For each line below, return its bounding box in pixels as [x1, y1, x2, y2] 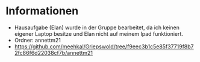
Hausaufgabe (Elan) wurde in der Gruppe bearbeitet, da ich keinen [14, 24, 180, 31]
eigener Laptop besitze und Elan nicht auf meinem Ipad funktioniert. [14, 30, 183, 37]
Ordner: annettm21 [14, 36, 61, 44]
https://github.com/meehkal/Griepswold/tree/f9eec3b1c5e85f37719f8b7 [14, 43, 194, 50]
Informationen [5, 4, 79, 18]
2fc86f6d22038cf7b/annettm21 [14, 49, 93, 56]
